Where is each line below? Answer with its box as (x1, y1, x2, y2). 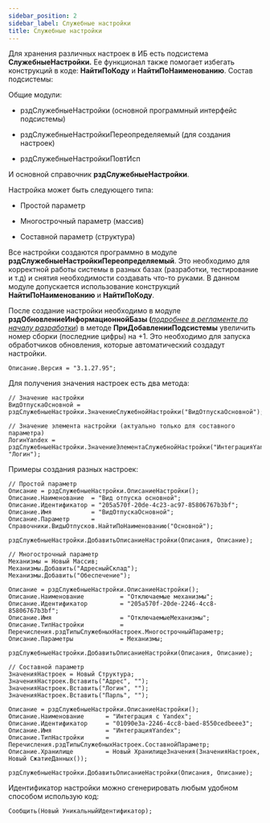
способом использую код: (8, 792, 99, 801)
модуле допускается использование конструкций (8, 282, 180, 292)
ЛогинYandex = (8, 436, 56, 445)
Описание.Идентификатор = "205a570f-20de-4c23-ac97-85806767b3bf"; (8, 501, 239, 510)
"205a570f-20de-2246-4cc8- (127, 600, 218, 608)
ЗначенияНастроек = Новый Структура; (8, 670, 135, 679)
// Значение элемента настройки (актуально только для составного (8, 422, 235, 431)
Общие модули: (8, 90, 63, 100)
